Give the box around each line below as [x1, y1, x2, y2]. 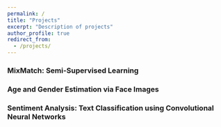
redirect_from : [7, 36, 51, 43]
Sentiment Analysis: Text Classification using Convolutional [7, 103, 214, 112]
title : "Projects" [7, 17, 60, 24]
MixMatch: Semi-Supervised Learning [7, 66, 139, 75]
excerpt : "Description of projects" [7, 23, 113, 30]
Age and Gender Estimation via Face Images [7, 84, 159, 94]
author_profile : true [7, 29, 70, 37]
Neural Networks [7, 112, 66, 121]
